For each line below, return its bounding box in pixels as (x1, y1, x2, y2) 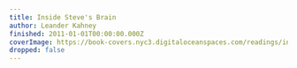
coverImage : (9, 37, 53, 47)
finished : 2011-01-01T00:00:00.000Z (9, 29, 144, 38)
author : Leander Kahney (9, 21, 97, 30)
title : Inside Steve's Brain (9, 12, 117, 22)
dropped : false (9, 46, 65, 55)
